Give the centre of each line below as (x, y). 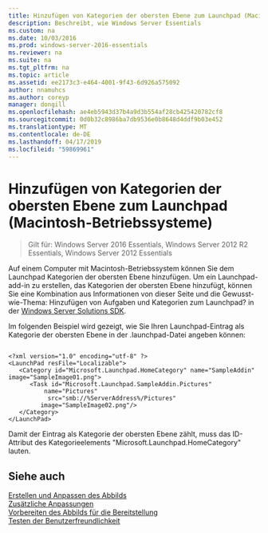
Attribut (21, 443)
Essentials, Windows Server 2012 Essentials (100, 253)
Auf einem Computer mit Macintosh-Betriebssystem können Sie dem (121, 269)
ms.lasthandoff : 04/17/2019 (55, 142)
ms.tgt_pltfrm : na (39, 68)
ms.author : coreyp (39, 97)
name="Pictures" (71, 392)
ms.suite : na (30, 61)
